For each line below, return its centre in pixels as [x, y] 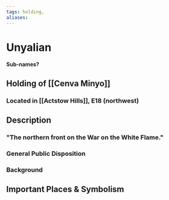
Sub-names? [23, 65]
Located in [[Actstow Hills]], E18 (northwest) [73, 100]
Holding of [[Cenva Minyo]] [58, 83]
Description [29, 120]
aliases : [17, 18]
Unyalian [29, 47]
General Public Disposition [46, 153]
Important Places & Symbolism [65, 189]
